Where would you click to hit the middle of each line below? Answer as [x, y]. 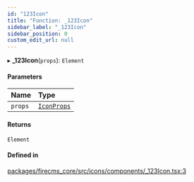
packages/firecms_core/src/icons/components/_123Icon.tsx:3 [97, 171]
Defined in [23, 155]
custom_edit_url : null [41, 40]
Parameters [25, 76]
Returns [19, 124]
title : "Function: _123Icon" [50, 21]
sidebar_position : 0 [38, 34]
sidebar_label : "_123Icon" [47, 27]
